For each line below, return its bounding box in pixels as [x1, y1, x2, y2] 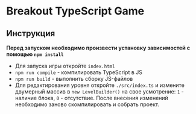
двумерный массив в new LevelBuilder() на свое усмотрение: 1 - [14, 88, 184, 95]
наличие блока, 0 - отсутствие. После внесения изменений [14, 95, 169, 101]
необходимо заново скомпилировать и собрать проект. [14, 101, 160, 108]
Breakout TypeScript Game [6, 4, 145, 18]
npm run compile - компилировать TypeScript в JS [14, 69, 143, 76]
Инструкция [6, 28, 55, 39]
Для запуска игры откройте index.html [14, 62, 116, 69]
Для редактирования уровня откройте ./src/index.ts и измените [14, 81, 185, 89]
